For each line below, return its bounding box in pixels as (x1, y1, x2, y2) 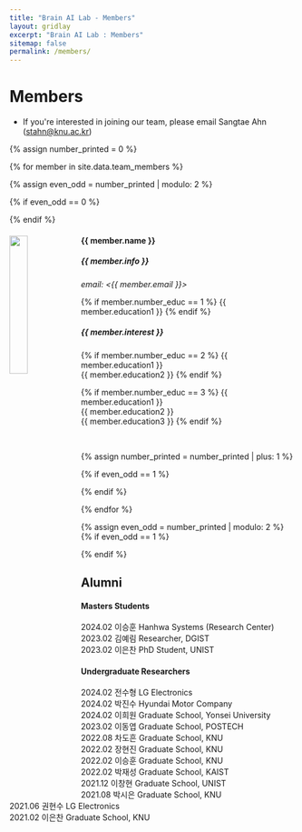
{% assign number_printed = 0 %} (9, 144, 138, 155)
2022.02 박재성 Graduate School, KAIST (81, 767, 229, 777)
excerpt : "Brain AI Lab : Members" (9, 30, 144, 39)
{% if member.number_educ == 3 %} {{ (81, 386, 229, 397)
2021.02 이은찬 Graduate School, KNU (9, 812, 151, 823)
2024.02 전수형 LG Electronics (81, 687, 193, 698)
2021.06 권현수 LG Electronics (9, 801, 121, 812)
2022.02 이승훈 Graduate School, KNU (81, 756, 224, 767)
